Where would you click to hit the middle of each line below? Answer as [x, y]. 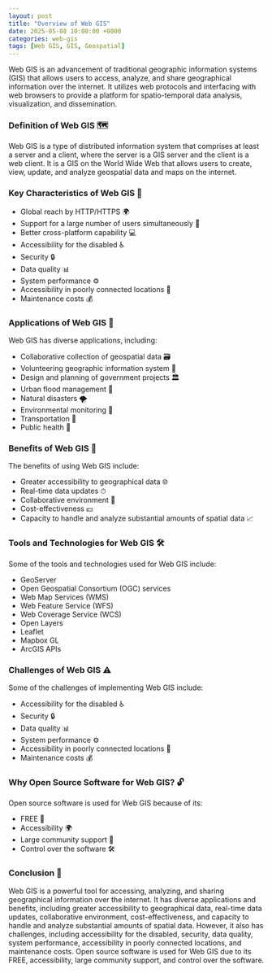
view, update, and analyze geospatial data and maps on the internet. [123, 172]
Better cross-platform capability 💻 [78, 232]
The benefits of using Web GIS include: [74, 466]
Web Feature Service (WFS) [67, 605]
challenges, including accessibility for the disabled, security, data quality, [131, 934]
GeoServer [38, 579]
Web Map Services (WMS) [65, 597]
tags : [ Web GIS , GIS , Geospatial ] [67, 46]
